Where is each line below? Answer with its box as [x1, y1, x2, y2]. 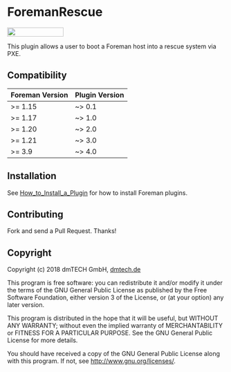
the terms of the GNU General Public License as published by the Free [7, 286, 207, 295]
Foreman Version [10, 90, 68, 100]
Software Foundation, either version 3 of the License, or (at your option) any [7, 293, 224, 301]
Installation [7, 170, 57, 182]
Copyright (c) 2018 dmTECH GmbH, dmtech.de [7, 266, 141, 274]
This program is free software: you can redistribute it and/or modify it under [7, 279, 223, 287]
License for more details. [7, 336, 78, 344]
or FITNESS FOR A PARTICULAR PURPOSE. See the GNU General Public [7, 329, 213, 337]
